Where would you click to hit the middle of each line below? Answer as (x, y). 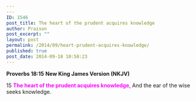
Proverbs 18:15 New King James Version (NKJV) (68, 73)
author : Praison (27, 29)
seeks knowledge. (29, 91)
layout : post (23, 40)
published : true (27, 51)
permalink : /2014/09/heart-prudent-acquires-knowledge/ (78, 46)
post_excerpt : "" (28, 34)
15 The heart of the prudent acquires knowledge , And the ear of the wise (98, 85)
